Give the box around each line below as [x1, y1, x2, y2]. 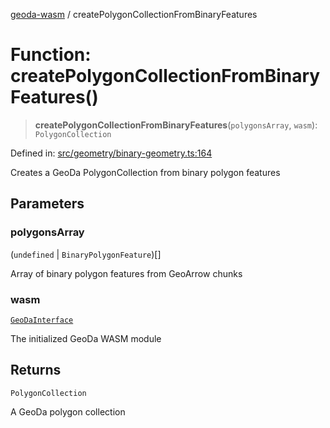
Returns [10, 362, 62, 379]
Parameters [10, 195, 85, 213]
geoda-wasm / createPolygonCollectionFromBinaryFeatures [10, 9, 258, 20]
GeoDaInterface [10, 315, 74, 325]
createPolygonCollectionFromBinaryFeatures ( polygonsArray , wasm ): [34, 119, 318, 131]
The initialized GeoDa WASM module [10, 332, 162, 344]
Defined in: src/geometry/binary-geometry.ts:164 [10, 147, 213, 159]
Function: [10, 44, 92, 66]
